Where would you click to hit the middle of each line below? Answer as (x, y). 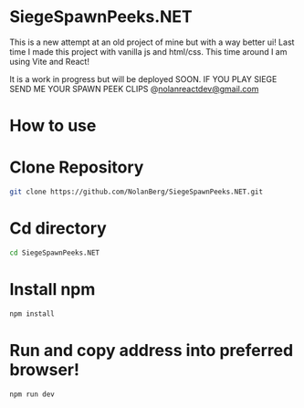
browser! (45, 369)
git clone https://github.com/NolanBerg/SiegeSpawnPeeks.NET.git (136, 192)
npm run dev (32, 394)
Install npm (52, 289)
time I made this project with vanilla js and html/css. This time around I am (148, 51)
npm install (32, 314)
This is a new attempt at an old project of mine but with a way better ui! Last (152, 42)
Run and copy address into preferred (152, 350)
